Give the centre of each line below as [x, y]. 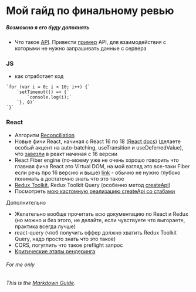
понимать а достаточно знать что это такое [69, 179]
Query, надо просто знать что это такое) [65, 239]
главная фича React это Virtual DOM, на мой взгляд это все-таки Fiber [102, 166]
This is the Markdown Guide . [41, 283]
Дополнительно [26, 202]
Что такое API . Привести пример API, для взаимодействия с [90, 42]
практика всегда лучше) [45, 226]
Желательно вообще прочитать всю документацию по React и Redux [102, 214]
